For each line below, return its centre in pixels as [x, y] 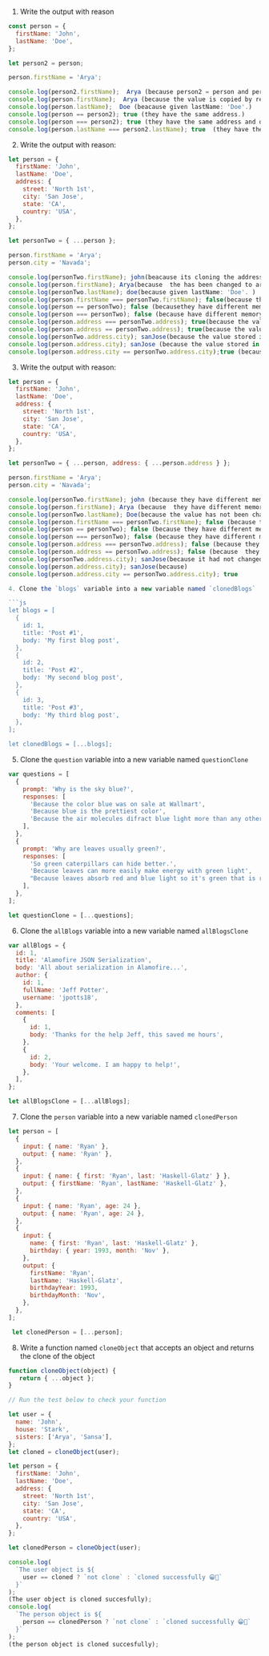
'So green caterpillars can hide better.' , [103, 864]
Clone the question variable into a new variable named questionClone [134, 759]
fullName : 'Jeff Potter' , [66, 990]
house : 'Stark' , [42, 1429]
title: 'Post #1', [53, 632]
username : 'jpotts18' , [60, 997]
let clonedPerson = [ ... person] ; [68, 1332]
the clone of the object [57, 1356]
